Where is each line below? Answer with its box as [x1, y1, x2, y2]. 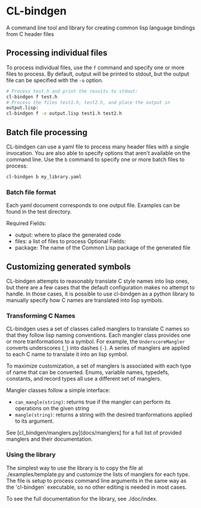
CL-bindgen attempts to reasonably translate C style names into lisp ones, [6, 277, 190, 285]
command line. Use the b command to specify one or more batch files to [6, 156, 185, 163]
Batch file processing [6, 127, 88, 138]
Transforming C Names [6, 311, 76, 319]
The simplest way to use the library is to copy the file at [6, 464, 143, 471]
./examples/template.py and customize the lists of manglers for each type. [6, 470, 190, 478]
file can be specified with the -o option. [6, 76, 104, 83]
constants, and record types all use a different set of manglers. [6, 375, 162, 383]
